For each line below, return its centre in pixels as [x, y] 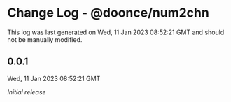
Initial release [27, 92]
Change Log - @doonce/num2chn [108, 13]
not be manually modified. [45, 39]
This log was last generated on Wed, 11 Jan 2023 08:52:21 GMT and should [116, 32]
